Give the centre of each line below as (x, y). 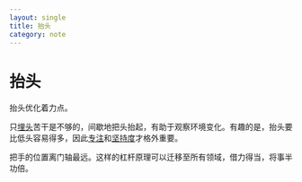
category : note (38, 34)
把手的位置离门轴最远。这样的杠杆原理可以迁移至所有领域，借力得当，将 (143, 157)
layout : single (38, 17)
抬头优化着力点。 (41, 108)
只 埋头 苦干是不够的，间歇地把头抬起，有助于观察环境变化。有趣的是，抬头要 (151, 127)
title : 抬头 (30, 26)
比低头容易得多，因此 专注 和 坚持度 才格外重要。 (96, 138)
